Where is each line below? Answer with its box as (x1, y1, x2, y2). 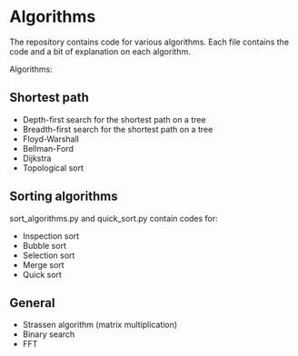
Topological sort (22, 162, 84, 173)
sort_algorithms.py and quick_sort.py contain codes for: (9, 213, 218, 223)
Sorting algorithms (9, 189, 118, 204)
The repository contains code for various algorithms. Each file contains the (9, 36, 289, 47)
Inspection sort (22, 230, 80, 242)
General (9, 295, 56, 311)
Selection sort (22, 250, 75, 261)
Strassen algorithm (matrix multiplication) (22, 320, 178, 331)
